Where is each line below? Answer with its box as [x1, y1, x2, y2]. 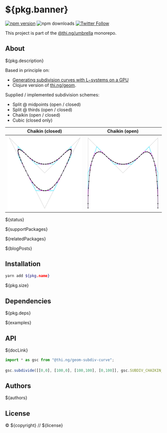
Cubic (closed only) [12, 117, 53, 123]
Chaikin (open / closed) [12, 112, 61, 118]
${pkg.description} [5, 58, 44, 64]
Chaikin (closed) [27, 128, 62, 134]
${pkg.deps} [5, 310, 31, 316]
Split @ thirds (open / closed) [12, 106, 73, 113]
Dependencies [5, 297, 51, 305]
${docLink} [5, 347, 28, 353]
